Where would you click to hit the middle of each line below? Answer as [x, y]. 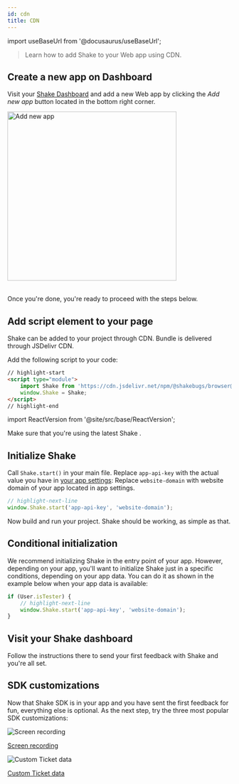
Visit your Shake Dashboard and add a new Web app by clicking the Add [113, 94]
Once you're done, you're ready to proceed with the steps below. [103, 299]
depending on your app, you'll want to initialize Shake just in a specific [110, 568]
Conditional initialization [63, 544]
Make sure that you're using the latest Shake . [74, 433]
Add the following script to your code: [63, 360]
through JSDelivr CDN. [41, 346]
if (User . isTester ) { [39, 596]
